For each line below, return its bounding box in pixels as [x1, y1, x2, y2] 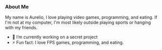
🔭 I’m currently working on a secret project [12, 34, 98, 40]
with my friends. [5, 25, 37, 31]
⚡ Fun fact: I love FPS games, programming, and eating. [12, 40, 124, 46]
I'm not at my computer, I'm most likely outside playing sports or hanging [5, 19, 151, 25]
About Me [5, 3, 29, 10]
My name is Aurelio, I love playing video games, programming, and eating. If [5, 15, 158, 20]
